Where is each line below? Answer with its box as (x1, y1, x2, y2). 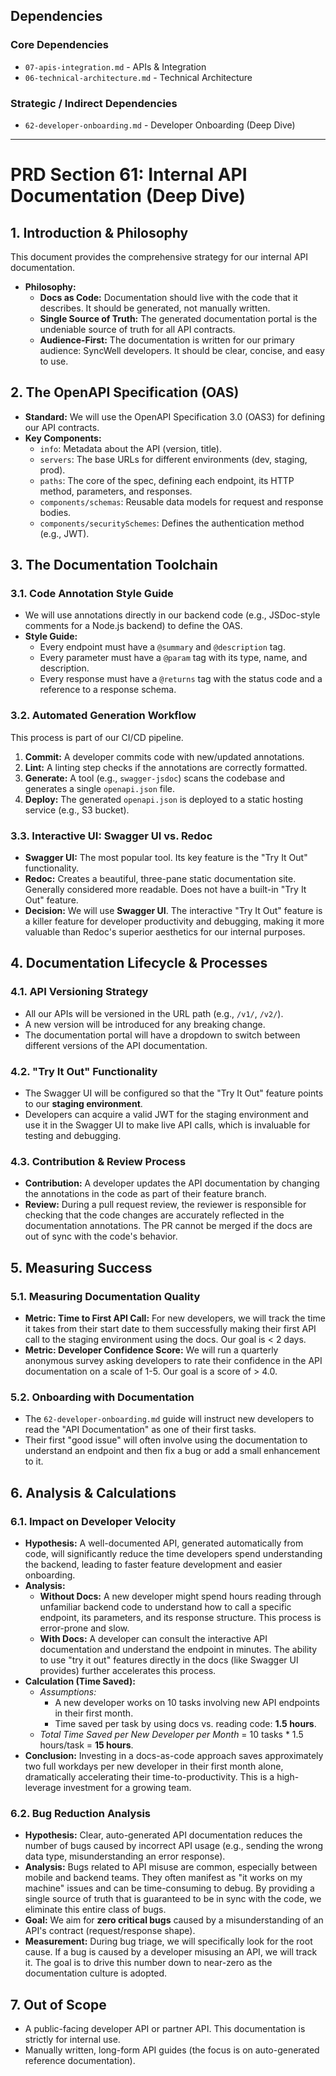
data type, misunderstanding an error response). (24, 1850, 226, 1863)
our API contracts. (24, 421, 100, 433)
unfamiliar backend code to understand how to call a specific (39, 1601, 292, 1613)
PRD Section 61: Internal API (10, 164, 248, 186)
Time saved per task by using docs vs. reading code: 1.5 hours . (54, 1718, 317, 1730)
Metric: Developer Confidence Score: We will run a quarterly (24, 1344, 279, 1356)
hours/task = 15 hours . (39, 1739, 134, 1751)
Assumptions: (39, 1686, 97, 1698)
